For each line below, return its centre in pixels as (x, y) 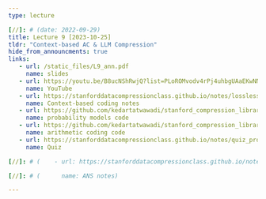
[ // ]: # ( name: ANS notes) (63, 176)
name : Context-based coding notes (83, 103)
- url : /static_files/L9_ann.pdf (74, 67)
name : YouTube (49, 88)
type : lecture (32, 15)
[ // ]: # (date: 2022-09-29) (55, 30)
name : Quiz (44, 147)
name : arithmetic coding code (76, 133)
